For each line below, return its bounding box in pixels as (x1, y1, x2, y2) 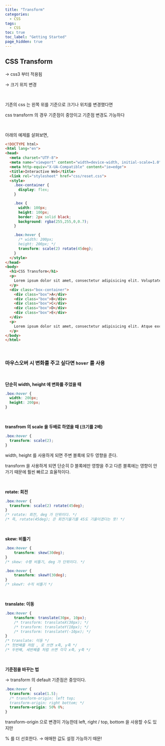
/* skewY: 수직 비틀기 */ (5, 582, 53, 587)
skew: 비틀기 (5, 536, 31, 542)
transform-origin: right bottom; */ (9, 700, 84, 705)
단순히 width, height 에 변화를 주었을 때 (5, 381, 82, 387)
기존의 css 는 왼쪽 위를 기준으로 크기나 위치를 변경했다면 (5, 101, 113, 107)
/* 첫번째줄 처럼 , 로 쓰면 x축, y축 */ (5, 643, 78, 648)
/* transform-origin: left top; (9, 696, 76, 701)
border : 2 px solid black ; (18, 214, 71, 219)
